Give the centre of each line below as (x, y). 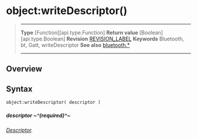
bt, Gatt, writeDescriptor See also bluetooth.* (75, 45)
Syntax (19, 89)
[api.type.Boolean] (43, 39)
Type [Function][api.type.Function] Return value (79, 32)
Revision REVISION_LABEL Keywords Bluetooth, (125, 39)
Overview (24, 69)
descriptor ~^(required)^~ (38, 115)
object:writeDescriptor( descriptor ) (53, 103)
